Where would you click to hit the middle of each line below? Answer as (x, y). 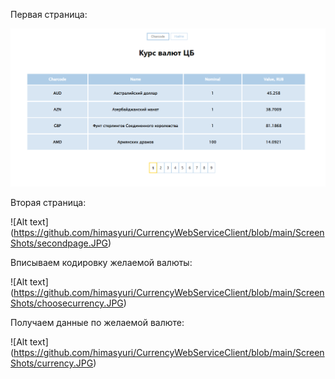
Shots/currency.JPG (52, 363)
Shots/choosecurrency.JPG (67, 303)
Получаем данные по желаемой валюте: (97, 323)
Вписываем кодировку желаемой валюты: (101, 263)
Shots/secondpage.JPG (59, 243)
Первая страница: (49, 14)
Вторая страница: (48, 203)
